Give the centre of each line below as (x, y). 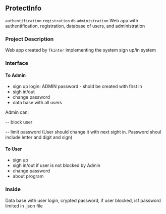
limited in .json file (24, 206)
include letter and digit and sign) (39, 137)
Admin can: (17, 112)
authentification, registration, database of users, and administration (75, 26)
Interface (17, 63)
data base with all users (37, 103)
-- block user (19, 122)
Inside (13, 189)
